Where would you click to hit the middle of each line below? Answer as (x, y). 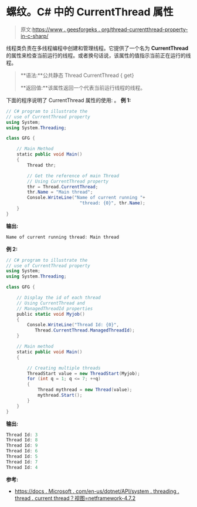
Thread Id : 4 (22, 467)
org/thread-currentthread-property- (145, 29)
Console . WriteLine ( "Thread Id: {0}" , (73, 325)
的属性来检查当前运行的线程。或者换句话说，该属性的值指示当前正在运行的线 (98, 55)
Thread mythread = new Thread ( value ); (85, 390)
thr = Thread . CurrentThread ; (63, 187)
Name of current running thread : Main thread (62, 237)
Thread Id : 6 (22, 451)
